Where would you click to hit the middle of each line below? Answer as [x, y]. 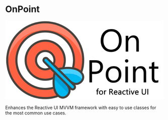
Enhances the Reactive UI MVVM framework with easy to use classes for [81, 107]
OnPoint [23, 9]
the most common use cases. [36, 113]
